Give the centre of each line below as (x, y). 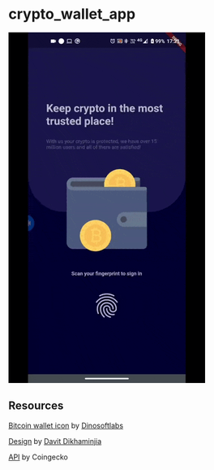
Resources (36, 406)
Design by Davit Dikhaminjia (55, 441)
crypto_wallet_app (72, 14)
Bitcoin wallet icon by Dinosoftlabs (66, 425)
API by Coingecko (39, 457)
